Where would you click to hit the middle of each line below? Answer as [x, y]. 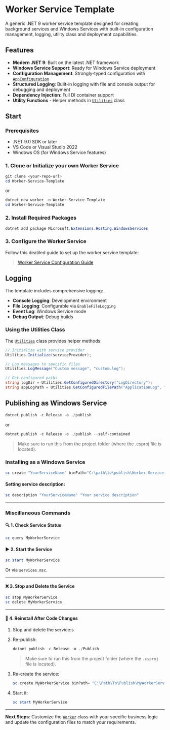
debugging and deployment [41, 89]
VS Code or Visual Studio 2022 [45, 147]
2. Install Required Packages [41, 218]
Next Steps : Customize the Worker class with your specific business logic [82, 717]
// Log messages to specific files [43, 364]
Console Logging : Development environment [60, 300]
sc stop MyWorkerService [31, 598]
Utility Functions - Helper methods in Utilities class [69, 100]
